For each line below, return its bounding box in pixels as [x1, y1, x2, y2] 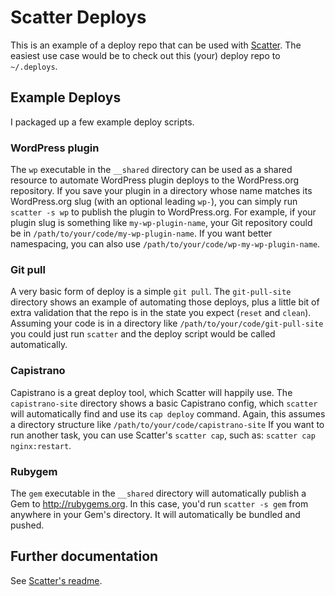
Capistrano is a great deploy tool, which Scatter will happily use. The [10, 386, 293, 398]
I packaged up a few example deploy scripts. [10, 116, 195, 128]
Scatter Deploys [10, 6, 147, 29]
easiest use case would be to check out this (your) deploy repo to [10, 49, 281, 61]
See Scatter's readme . [10, 574, 103, 586]
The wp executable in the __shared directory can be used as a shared [10, 164, 293, 176]
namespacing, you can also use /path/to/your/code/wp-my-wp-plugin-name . [10, 238, 321, 250]
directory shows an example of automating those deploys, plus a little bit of [10, 296, 320, 308]
